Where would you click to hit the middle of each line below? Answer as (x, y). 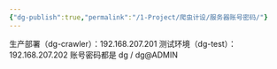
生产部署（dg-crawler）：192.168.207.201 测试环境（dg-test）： (123, 43)
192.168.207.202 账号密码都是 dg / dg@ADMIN (94, 55)
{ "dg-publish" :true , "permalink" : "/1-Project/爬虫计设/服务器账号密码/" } (138, 17)
